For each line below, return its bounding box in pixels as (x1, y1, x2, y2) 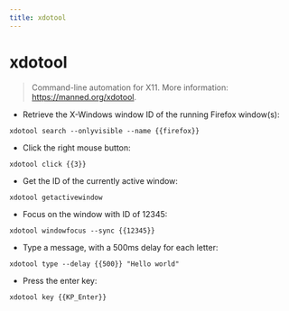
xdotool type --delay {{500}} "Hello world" (9, 259, 180, 269)
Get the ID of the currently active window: (22, 175, 179, 186)
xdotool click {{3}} (9, 160, 88, 169)
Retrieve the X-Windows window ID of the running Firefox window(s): (22, 109, 280, 120)
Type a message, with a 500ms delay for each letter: (22, 242, 219, 252)
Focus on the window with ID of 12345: (22, 208, 168, 219)
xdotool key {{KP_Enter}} (9, 292, 107, 302)
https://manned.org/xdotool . (31, 91, 137, 102)
